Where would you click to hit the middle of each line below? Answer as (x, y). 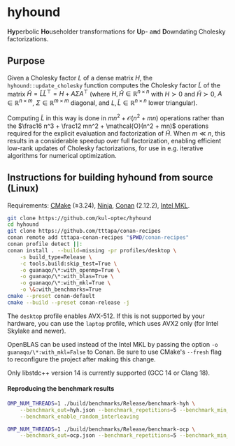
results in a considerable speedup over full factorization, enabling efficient (114, 141)
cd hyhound (23, 224)
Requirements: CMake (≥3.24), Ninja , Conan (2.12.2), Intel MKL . (99, 205)
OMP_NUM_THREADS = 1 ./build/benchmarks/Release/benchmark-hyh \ (101, 403)
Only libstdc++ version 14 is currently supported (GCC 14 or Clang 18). (109, 373)
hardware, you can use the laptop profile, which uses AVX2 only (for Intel (113, 323)
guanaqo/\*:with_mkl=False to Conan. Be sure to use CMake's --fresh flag (114, 352)
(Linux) (23, 188)
